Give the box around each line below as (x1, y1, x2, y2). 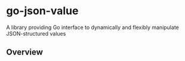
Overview (6, 47, 44, 57)
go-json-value (6, 4, 79, 18)
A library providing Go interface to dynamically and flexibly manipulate (6, 24, 179, 31)
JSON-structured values (6, 30, 66, 37)
